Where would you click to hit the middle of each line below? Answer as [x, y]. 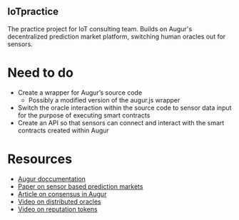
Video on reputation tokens [57, 209]
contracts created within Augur [63, 130]
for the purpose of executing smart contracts [84, 115]
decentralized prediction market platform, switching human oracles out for [117, 36]
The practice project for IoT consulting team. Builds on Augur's [100, 28]
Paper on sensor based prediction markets [80, 186]
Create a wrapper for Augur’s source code [80, 93]
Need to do [40, 73]
